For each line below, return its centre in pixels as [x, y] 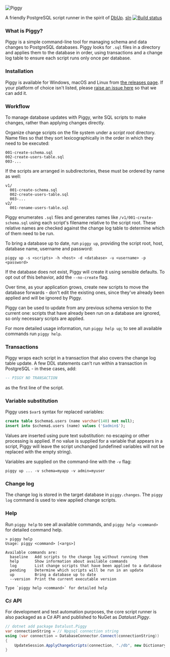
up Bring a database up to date [53, 574]
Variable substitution [32, 401]
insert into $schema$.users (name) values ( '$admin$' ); [65, 426]
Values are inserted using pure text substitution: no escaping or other [77, 436]
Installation [19, 71]
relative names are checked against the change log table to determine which [85, 228]
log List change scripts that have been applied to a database [86, 566]
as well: [13, 176]
